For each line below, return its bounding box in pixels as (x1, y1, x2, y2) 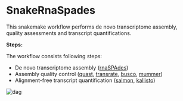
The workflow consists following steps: (6, 52, 103, 59)
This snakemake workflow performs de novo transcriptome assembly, (6, 23, 178, 30)
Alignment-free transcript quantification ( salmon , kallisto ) (14, 77, 156, 84)
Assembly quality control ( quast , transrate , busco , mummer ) (14, 70, 163, 77)
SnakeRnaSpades (6, 4, 95, 17)
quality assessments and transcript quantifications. (6, 29, 132, 36)
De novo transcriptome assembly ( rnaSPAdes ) (14, 64, 129, 71)
